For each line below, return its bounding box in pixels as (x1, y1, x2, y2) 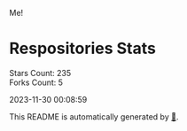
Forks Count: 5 (9, 77, 64, 88)
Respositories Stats (9, 39, 157, 58)
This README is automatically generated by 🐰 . (9, 111, 179, 122)
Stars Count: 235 (9, 67, 72, 78)
